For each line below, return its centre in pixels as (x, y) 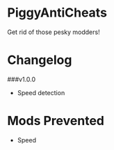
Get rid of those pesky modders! (54, 32)
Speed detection (41, 92)
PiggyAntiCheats (57, 13)
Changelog (40, 60)
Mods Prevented (56, 121)
